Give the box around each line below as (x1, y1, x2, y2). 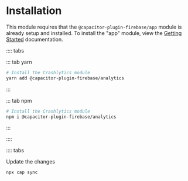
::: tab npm (6, 97, 32, 104)
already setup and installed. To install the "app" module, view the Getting (6, 29, 182, 36)
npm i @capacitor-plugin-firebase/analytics (6, 114, 117, 120)
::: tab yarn (6, 58, 32, 65)
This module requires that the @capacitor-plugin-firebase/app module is (6, 23, 182, 30)
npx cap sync (6, 169, 38, 176)
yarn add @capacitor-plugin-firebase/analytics (6, 75, 125, 81)
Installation (6, 4, 62, 18)
